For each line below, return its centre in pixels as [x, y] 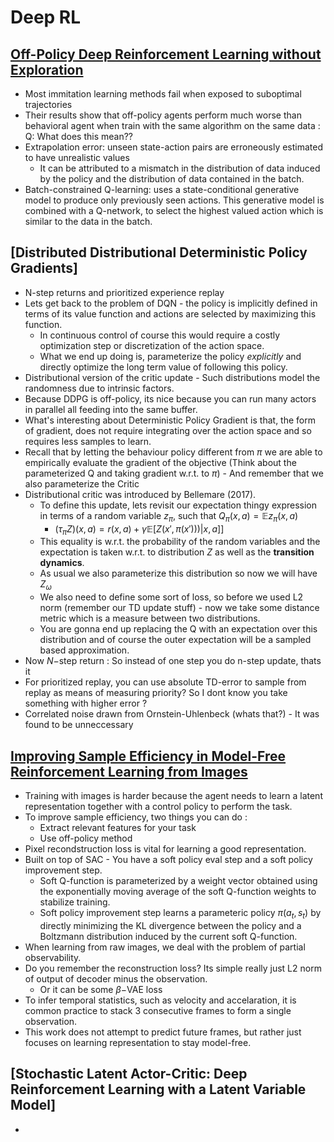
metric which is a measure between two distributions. [150, 618]
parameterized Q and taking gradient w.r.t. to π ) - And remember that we [174, 473]
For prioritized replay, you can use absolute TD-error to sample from [165, 682]
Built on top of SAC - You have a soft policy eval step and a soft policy [168, 860]
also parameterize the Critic [82, 483]
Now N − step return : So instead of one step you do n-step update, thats [173, 661]
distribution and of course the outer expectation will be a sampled [175, 640]
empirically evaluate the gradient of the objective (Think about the [160, 462]
